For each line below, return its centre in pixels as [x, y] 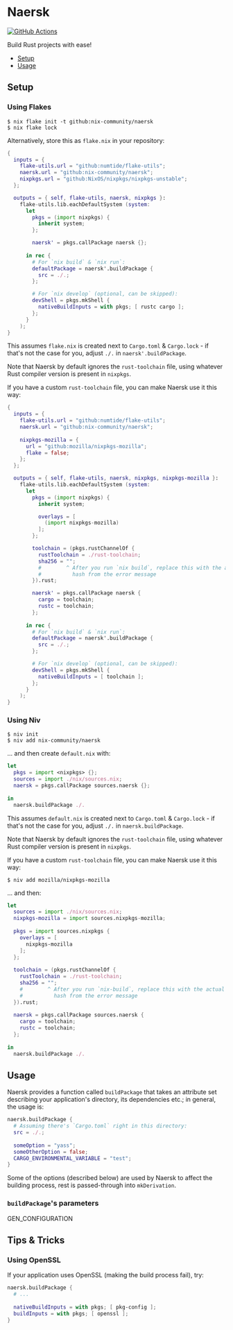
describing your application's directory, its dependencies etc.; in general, [112, 1100]
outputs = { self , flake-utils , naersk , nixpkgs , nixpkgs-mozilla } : [116, 478]
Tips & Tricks [36, 1240]
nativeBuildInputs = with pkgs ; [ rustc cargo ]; [111, 307]
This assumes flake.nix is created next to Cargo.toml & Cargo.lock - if [108, 346]
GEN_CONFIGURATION [40, 1218]
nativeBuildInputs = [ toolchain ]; [91, 676]
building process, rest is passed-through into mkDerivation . [92, 1185]
